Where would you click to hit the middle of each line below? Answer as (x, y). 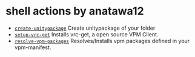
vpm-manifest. (33, 47)
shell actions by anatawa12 (75, 11)
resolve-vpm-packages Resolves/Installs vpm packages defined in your (102, 41)
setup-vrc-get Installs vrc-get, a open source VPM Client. (86, 34)
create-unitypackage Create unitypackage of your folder (85, 28)
